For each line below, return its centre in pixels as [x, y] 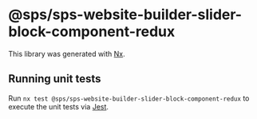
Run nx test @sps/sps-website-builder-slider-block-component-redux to [129, 98]
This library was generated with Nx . [67, 54]
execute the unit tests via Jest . [59, 106]
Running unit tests [55, 79]
